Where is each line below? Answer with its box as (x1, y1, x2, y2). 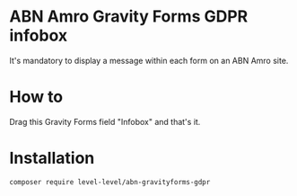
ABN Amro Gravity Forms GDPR (9, 6, 249, 27)
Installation (9, 148, 95, 168)
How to (9, 87, 64, 107)
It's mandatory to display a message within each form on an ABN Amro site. (9, 55, 289, 66)
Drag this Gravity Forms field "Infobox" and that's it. (9, 116, 201, 127)
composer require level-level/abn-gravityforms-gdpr (9, 177, 211, 186)
